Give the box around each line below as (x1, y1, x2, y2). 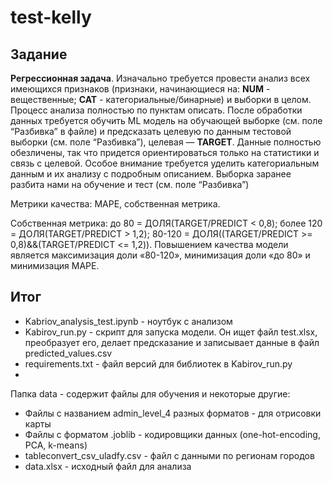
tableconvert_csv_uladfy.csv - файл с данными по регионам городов (24, 449, 315, 461)
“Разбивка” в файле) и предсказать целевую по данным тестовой (10, 126, 292, 137)
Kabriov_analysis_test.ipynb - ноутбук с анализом (24, 315, 233, 327)
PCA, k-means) (24, 439, 88, 451)
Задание (10, 46, 68, 63)
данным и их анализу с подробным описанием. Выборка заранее (10, 168, 292, 180)
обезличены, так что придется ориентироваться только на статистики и (10, 147, 320, 158)
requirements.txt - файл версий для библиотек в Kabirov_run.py (24, 357, 293, 370)
